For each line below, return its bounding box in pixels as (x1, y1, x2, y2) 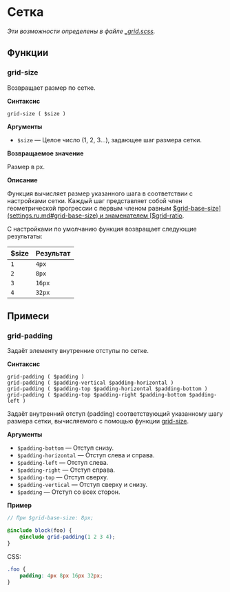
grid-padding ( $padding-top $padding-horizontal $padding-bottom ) (7, 385, 208, 392)
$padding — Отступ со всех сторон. (17, 488, 121, 496)
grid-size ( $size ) (7, 110, 67, 117)
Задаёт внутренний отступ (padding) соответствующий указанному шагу (7, 410, 223, 418)
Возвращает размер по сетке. (7, 84, 96, 92)
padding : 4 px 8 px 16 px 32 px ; (19, 572, 103, 579)
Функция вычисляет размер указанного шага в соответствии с (7, 189, 193, 198)
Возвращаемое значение (7, 149, 84, 157)
